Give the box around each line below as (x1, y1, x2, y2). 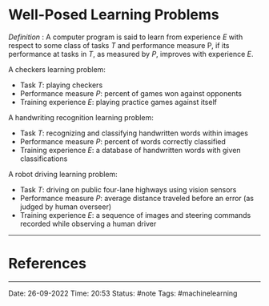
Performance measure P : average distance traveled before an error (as (19, 193, 255, 203)
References (8, 255, 86, 273)
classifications (19, 154, 68, 163)
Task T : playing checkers (19, 80, 103, 90)
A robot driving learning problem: (8, 169, 118, 179)
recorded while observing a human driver (19, 219, 157, 228)
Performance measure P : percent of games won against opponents (19, 88, 243, 98)
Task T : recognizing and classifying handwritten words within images (19, 128, 248, 138)
